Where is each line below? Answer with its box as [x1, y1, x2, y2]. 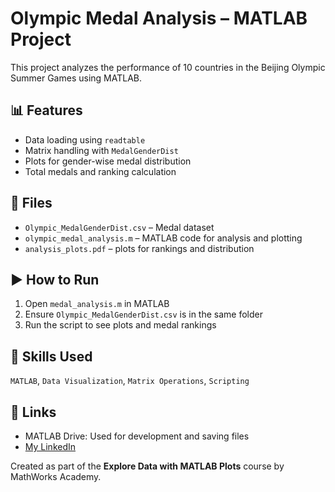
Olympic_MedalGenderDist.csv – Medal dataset [24, 221, 215, 233]
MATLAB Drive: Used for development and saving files [24, 430, 250, 442]
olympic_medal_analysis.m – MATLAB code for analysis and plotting [24, 232, 303, 244]
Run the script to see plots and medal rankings [24, 319, 217, 331]
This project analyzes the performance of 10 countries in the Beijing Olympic [10, 61, 326, 73]
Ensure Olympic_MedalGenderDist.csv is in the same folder [24, 308, 263, 321]
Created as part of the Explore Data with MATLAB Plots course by [10, 460, 285, 472]
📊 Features [10, 102, 83, 119]
